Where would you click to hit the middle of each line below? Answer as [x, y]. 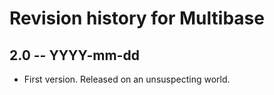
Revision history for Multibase [137, 18]
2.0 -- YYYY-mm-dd [74, 55]
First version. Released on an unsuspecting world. [127, 79]
